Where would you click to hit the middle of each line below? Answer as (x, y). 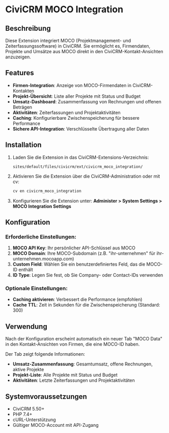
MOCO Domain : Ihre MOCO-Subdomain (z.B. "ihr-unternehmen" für (84, 253)
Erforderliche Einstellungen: (41, 236)
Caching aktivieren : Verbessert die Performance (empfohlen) (77, 299)
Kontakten (23, 91)
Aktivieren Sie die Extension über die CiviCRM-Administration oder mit (86, 176)
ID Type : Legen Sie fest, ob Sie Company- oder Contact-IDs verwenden (88, 275)
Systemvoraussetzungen (46, 396)
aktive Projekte (28, 370)
